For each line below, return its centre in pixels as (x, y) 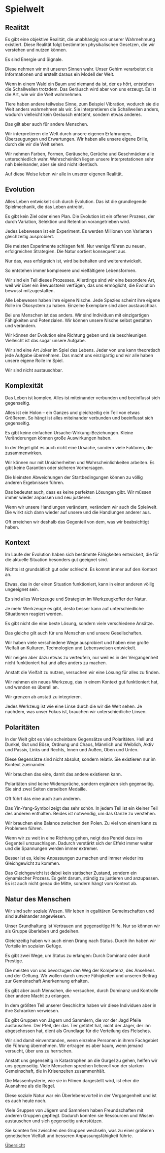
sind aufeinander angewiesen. (36, 916)
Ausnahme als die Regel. (30, 1086)
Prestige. (14, 961)
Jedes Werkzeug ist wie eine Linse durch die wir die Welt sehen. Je (74, 706)
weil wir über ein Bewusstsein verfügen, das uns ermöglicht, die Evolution (80, 285)
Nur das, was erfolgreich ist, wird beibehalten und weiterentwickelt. (74, 261)
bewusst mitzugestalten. (30, 290)
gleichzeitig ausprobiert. (30, 236)
